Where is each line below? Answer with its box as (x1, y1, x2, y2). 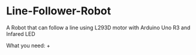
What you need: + (6, 42, 51, 49)
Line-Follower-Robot (6, 4, 111, 18)
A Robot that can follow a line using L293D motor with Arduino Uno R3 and (6, 24, 191, 31)
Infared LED (6, 30, 35, 37)
